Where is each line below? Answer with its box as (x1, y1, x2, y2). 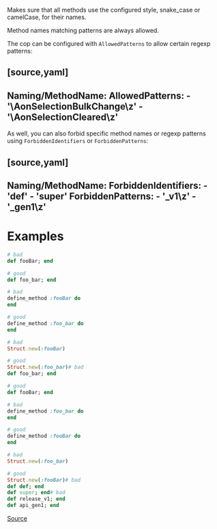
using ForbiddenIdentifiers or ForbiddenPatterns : (7, 137, 149, 145)
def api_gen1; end (7, 502, 59, 509)
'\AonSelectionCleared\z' (7, 111, 119, 122)
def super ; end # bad (7, 489, 66, 496)
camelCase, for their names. (7, 13, 87, 21)
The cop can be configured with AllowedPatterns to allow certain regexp (7, 40, 211, 47)
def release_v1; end (7, 495, 66, 502)
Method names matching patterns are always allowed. (7, 27, 159, 34)
